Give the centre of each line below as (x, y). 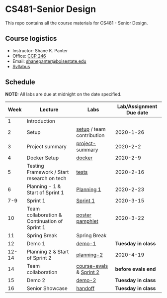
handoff (85, 288)
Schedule (20, 82)
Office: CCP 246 (29, 56)
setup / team (91, 129)
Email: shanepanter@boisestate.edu (49, 61)
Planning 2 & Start (48, 251)
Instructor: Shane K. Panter (40, 50)
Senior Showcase (47, 288)
